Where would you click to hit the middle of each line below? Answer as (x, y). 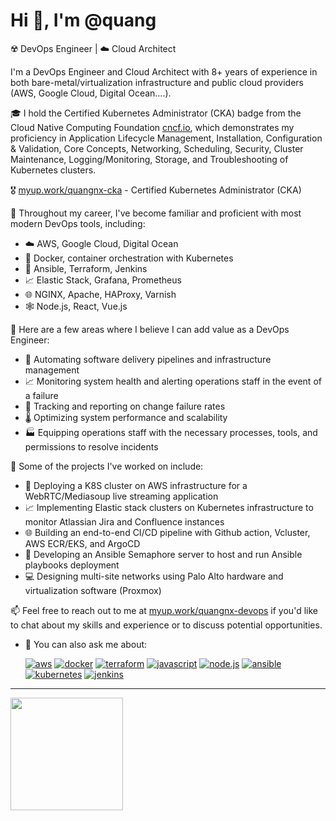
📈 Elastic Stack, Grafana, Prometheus (103, 280)
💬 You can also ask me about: (86, 644)
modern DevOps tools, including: (78, 223)
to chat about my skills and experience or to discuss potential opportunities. (166, 625)
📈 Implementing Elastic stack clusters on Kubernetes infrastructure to (169, 507)
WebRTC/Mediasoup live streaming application (121, 496)
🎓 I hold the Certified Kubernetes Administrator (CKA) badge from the (156, 113)
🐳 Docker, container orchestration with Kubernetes (129, 258)
